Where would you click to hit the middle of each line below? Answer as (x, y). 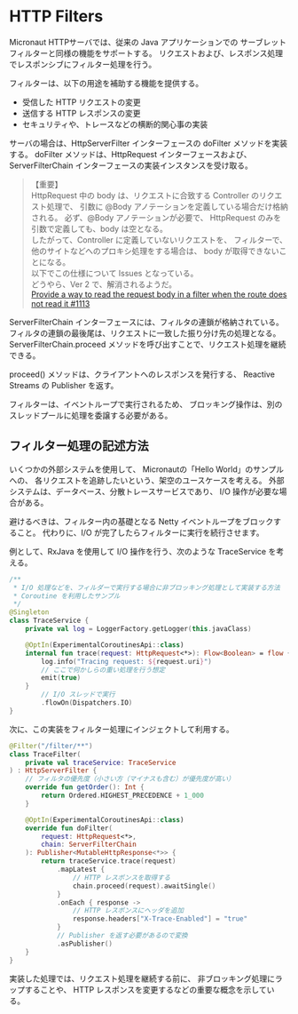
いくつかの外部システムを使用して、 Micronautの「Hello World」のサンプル (147, 469)
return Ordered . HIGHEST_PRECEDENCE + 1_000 (122, 795)
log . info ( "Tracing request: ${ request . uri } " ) (127, 661)
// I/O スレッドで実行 (78, 695)
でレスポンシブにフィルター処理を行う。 (83, 64)
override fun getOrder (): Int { (85, 787)
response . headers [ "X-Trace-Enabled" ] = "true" (160, 919)
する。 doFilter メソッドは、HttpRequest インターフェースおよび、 (130, 154)
